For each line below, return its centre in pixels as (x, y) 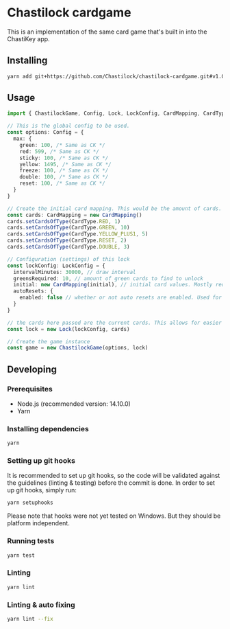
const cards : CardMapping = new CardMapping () (75, 215)
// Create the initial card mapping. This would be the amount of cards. (115, 208)
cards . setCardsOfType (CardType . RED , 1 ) (64, 221)
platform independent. (38, 523)
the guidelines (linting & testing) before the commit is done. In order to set (111, 483)
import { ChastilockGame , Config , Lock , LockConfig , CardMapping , (104, 114)
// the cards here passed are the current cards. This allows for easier (115, 323)
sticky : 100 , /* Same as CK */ (64, 158)
